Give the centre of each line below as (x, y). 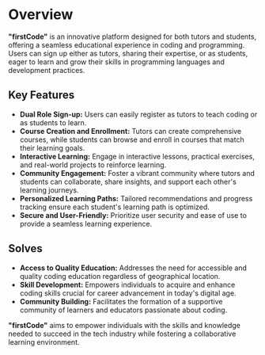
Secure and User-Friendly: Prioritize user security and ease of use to (133, 215)
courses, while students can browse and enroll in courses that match (132, 139)
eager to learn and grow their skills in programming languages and (117, 62)
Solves (26, 248)
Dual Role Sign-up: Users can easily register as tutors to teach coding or (138, 114)
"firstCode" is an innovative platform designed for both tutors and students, (132, 36)
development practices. (47, 70)
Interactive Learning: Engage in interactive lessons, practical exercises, (137, 156)
